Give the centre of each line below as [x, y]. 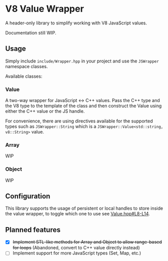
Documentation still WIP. [31, 32]
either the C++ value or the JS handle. [45, 111]
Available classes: [24, 76]
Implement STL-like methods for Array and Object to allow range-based [87, 242]
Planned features [33, 230]
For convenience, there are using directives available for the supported [79, 121]
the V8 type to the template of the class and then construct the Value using [83, 106]
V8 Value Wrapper [45, 9]
